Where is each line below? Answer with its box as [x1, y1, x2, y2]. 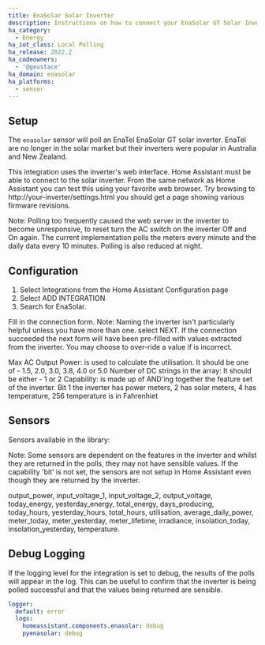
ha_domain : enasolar [8, 70, 77, 78]
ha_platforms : [8, 77, 55, 85]
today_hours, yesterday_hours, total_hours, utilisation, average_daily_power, [8, 507, 254, 517]
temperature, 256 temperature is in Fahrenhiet [8, 392, 159, 400]
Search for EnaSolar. [19, 302, 87, 311]
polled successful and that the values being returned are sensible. [8, 585, 223, 594]
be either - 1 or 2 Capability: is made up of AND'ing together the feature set [8, 374, 252, 384]
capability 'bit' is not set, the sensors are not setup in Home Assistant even [8, 467, 252, 476]
